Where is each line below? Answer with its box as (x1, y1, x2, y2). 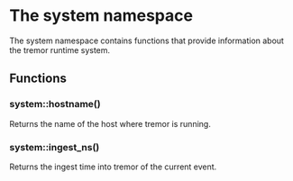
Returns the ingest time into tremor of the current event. (9, 161, 217, 172)
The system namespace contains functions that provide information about (9, 35, 284, 46)
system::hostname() (9, 98, 101, 111)
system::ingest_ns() (9, 140, 100, 153)
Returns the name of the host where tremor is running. (9, 118, 212, 129)
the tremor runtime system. (9, 44, 111, 55)
